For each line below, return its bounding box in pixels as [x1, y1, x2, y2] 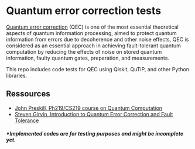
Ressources [6, 89, 51, 99]
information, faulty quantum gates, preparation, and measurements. [6, 54, 170, 61]
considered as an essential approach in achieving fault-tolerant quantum [6, 42, 182, 49]
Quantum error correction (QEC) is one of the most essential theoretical [6, 23, 179, 30]
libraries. [6, 72, 28, 79]
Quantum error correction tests [6, 4, 162, 18]
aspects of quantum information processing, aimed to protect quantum [6, 29, 177, 36]
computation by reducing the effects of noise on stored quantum [6, 48, 162, 55]
